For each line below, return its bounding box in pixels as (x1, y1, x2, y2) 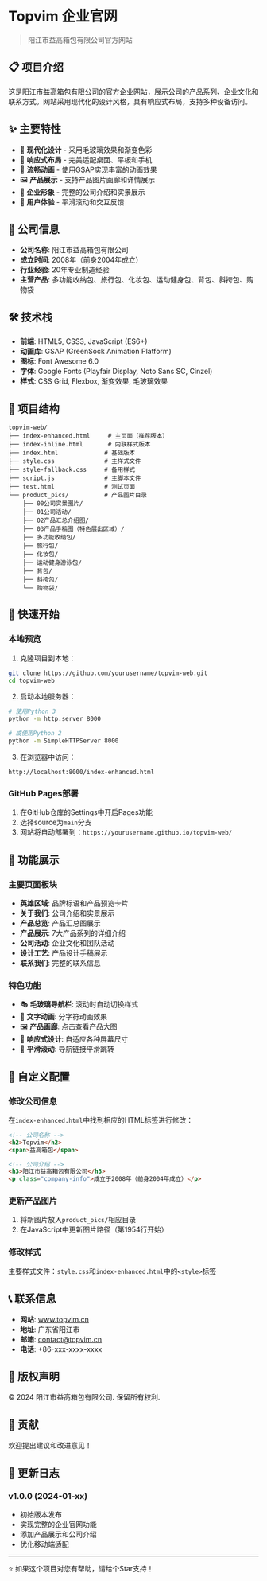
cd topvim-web (8, 676, 56, 684)
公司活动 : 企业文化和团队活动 (19, 938, 115, 948)
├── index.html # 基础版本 (8, 449, 136, 457)
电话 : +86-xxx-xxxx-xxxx (19, 1344, 103, 1353)
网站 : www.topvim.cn (19, 1314, 90, 1324)
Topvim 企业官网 (8, 7, 118, 25)
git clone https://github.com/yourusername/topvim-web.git (8, 669, 208, 677)
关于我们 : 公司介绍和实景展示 (19, 908, 115, 917)
